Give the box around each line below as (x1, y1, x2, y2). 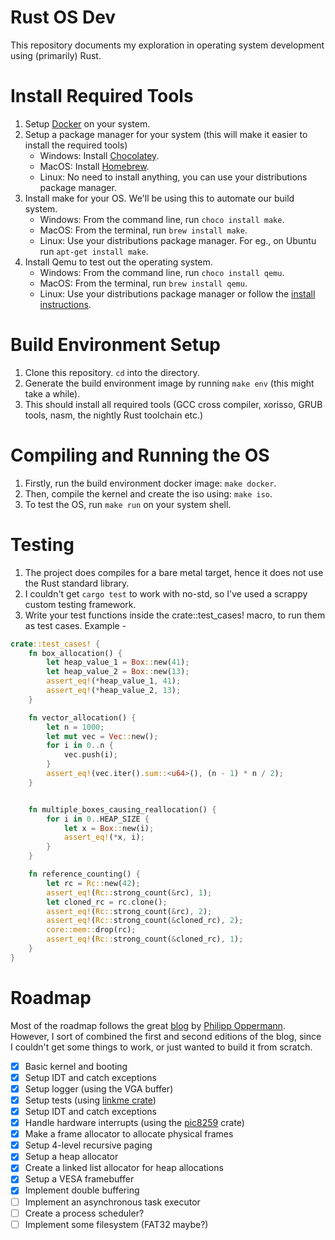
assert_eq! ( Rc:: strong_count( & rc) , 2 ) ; (46, 906, 213, 916)
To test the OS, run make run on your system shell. (24, 498, 232, 510)
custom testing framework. (24, 598, 137, 610)
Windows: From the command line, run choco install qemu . (39, 266, 285, 278)
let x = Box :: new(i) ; (63, 823, 155, 833)
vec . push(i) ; (63, 750, 118, 760)
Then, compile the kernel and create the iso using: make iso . (24, 487, 273, 500)
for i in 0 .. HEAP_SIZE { (46, 814, 150, 824)
